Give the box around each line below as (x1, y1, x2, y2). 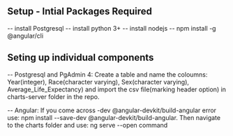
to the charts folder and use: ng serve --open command (7, 121, 168, 129)
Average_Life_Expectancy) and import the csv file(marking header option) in (7, 85, 227, 93)
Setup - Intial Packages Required (7, 6, 152, 17)
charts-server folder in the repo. (7, 92, 100, 100)
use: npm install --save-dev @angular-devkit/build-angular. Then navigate (7, 113, 221, 121)
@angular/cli (7, 31, 44, 40)
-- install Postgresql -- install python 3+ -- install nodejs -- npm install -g (7, 24, 216, 32)
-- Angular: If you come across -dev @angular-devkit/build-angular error (7, 106, 217, 114)
